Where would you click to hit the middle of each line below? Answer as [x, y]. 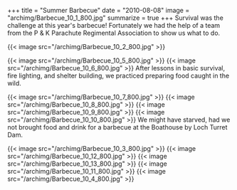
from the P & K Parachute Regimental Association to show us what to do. [114, 33]
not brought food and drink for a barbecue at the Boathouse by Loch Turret [117, 127]
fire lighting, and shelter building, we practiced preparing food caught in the [118, 75]
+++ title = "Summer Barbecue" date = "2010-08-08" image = [99, 10]
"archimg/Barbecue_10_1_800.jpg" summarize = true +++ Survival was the [116, 18]
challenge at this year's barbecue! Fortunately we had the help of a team [114, 25]
